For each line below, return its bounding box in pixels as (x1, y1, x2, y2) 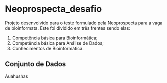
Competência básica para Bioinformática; (12, 35, 98, 41)
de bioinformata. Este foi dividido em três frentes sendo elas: (5, 25, 131, 31)
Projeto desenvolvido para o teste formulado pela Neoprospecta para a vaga (5, 20, 163, 26)
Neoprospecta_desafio (5, 3, 102, 15)
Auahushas (5, 73, 28, 79)
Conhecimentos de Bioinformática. (12, 45, 84, 51)
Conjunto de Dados (5, 60, 66, 68)
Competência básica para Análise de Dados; (12, 40, 104, 46)
